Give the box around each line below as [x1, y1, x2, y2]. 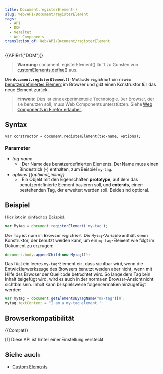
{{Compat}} [5, 327, 28, 333]
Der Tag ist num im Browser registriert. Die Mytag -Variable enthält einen [5, 232, 148, 238]
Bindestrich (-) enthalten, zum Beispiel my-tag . [19, 166, 113, 172]
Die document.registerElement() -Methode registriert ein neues [5, 76, 132, 82]
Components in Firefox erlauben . [17, 106, 83, 112]
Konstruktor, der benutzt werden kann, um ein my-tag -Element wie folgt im [5, 237, 155, 243]
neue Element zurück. [5, 86, 49, 93]
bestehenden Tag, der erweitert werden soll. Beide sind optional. [19, 187, 150, 193]
